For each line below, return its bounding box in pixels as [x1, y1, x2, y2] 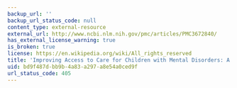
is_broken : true [7, 43, 55, 50]
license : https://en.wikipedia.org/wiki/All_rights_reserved [7, 50, 192, 57]
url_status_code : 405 [7, 70, 72, 77]
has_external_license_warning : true [7, 37, 116, 44]
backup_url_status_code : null [7, 17, 97, 24]
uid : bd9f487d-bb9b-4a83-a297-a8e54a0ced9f [7, 63, 138, 70]
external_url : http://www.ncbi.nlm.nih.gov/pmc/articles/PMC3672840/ [7, 30, 218, 38]
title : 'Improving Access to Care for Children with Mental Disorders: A [7, 57, 231, 64]
